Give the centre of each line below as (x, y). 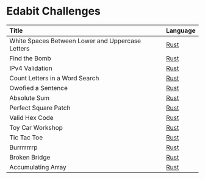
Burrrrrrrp (23, 147)
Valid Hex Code (31, 118)
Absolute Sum (30, 97)
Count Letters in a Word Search (54, 78)
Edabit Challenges (53, 11)
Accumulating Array (38, 167)
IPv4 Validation (31, 68)
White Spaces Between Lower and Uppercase (75, 41)
